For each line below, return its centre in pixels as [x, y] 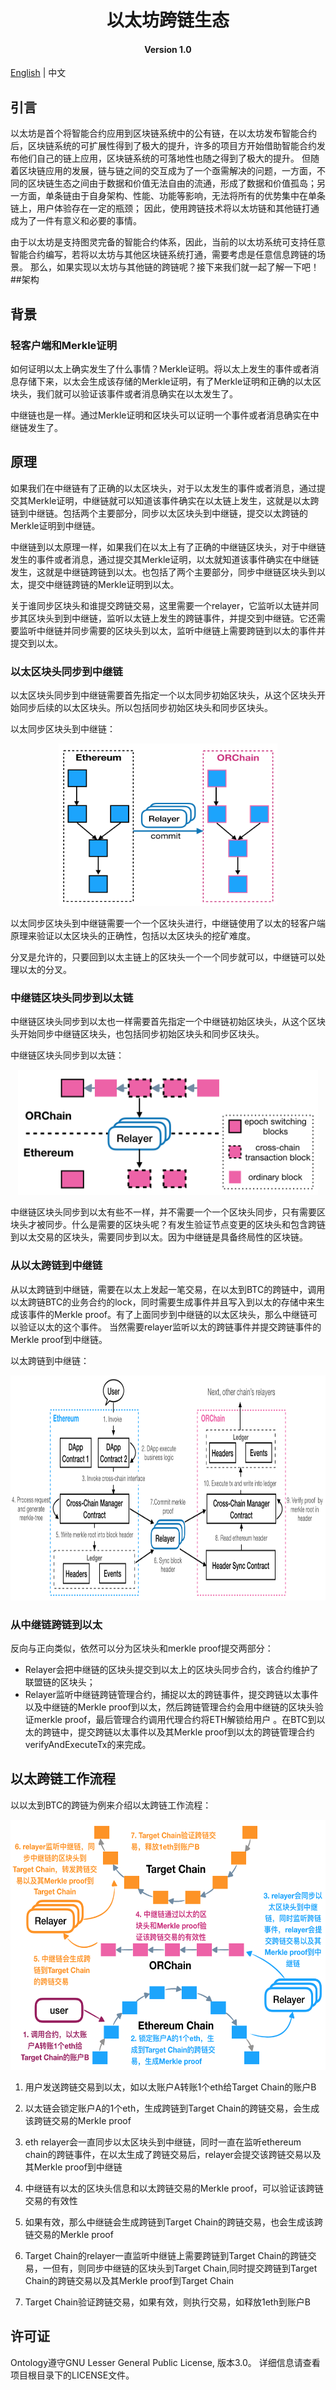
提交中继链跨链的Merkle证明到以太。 [103, 584]
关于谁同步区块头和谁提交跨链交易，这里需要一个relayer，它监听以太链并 [160, 605]
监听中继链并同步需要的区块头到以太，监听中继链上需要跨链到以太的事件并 [172, 630]
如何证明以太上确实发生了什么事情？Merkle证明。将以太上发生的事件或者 [160, 368]
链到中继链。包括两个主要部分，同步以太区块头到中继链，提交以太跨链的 [159, 513]
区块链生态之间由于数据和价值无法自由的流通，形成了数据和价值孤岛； [172, 183]
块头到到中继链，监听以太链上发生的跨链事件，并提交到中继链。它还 [176, 618]
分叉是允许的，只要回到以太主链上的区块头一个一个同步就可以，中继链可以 [163, 957]
